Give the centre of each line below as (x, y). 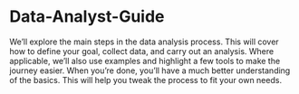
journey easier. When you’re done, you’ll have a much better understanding (150, 70)
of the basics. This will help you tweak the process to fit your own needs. (146, 80)
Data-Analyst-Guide (87, 17)
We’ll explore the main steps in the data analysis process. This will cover (144, 42)
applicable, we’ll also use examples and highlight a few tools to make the (145, 61)
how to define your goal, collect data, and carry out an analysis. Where (142, 51)
